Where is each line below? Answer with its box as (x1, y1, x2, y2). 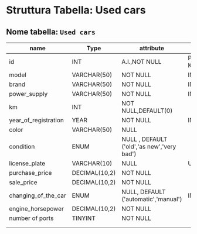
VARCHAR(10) (72, 159, 113, 167)
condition (9, 143, 35, 150)
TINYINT (72, 214, 96, 222)
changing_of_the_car (9, 191, 66, 199)
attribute (140, 44, 165, 52)
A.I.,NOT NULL (121, 58, 162, 66)
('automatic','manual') (121, 195, 182, 203)
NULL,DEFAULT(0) (121, 106, 173, 115)
